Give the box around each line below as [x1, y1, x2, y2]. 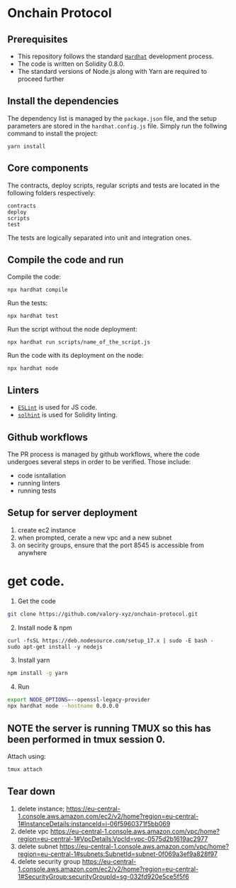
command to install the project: [7, 129, 98, 138]
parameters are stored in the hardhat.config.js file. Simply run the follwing [7, 121, 227, 130]
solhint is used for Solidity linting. [17, 410, 118, 420]
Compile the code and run [7, 254, 124, 266]
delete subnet [17, 842, 58, 850]
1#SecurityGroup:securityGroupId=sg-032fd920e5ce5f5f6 [17, 872, 189, 881]
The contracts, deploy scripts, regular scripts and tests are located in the [7, 181, 220, 190]
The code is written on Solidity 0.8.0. [17, 60, 125, 68]
